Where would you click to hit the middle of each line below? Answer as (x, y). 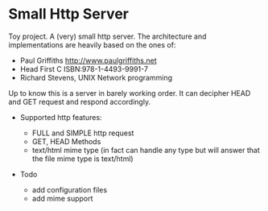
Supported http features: (61, 117)
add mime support (62, 198)
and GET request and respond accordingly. (80, 101)
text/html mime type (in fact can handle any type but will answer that (146, 150)
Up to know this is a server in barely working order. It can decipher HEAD (130, 93)
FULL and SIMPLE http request (83, 133)
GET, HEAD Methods (66, 141)
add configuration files (69, 189)
